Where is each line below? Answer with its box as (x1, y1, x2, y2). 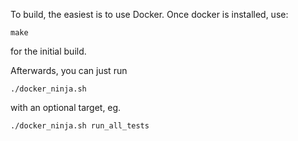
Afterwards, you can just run (10, 65, 128, 76)
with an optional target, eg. (10, 102, 122, 113)
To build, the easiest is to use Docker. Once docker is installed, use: (10, 9, 289, 20)
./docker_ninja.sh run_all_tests (10, 121, 150, 131)
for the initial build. (10, 45, 87, 57)
